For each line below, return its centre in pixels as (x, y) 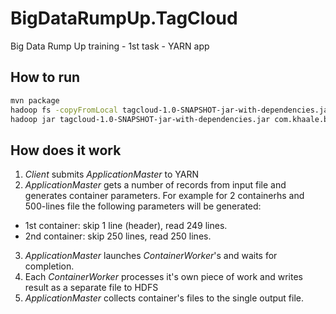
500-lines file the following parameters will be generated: (143, 206)
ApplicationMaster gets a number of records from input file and (155, 185)
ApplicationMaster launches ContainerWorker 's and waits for (151, 256)
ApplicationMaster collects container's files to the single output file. (164, 298)
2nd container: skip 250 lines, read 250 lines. (118, 236)
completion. (49, 266)
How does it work (66, 150)
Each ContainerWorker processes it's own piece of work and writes (163, 277)
